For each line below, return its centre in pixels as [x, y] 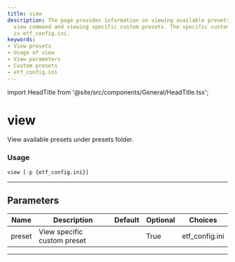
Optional [161, 220]
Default [127, 220]
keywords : [22, 40]
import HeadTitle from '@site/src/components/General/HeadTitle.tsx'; [108, 92]
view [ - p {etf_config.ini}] [48, 172]
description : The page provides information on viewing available [106, 20]
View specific [60, 232]
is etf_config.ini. [42, 33]
